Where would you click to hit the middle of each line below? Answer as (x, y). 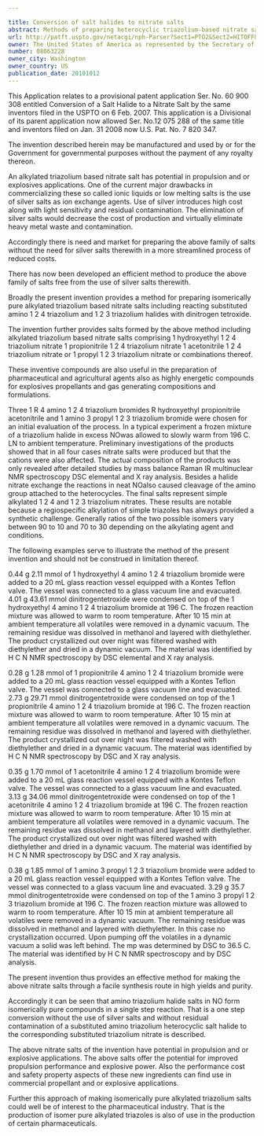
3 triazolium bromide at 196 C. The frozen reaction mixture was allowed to (128, 903)
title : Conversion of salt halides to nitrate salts (96, 22)
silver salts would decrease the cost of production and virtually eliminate (126, 218)
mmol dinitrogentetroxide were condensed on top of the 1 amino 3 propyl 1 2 (132, 895)
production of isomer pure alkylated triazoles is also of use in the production (132, 1115)
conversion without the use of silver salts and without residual (108, 1017)
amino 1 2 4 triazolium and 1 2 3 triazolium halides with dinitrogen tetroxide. (130, 314)
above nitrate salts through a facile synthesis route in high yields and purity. (130, 985)
